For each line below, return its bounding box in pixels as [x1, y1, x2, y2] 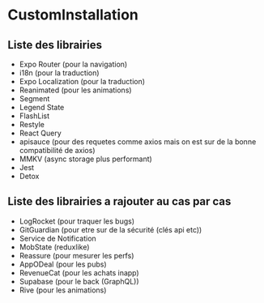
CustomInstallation [7, 6, 139, 24]
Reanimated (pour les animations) [19, 85, 132, 95]
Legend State [19, 103, 65, 112]
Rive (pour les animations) [19, 285, 107, 295]
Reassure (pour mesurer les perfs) [19, 250, 134, 260]
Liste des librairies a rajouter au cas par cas [7, 194, 232, 208]
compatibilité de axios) [19, 146, 96, 155]
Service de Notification [19, 233, 96, 243]
